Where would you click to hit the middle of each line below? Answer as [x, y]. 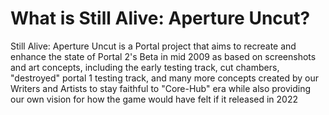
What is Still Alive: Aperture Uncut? [160, 18]
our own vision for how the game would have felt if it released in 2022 [154, 99]
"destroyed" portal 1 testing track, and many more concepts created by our [164, 78]
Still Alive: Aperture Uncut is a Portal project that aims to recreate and [153, 46]
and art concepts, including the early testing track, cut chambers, [145, 67]
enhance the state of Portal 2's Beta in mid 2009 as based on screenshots [163, 56]
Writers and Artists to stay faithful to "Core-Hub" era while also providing [161, 88]
